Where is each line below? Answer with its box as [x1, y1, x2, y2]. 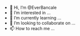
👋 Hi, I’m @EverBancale [9, 5, 57, 10]
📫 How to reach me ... [9, 26, 55, 31]
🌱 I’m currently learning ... [9, 15, 62, 20]
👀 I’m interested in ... [9, 10, 51, 16]
